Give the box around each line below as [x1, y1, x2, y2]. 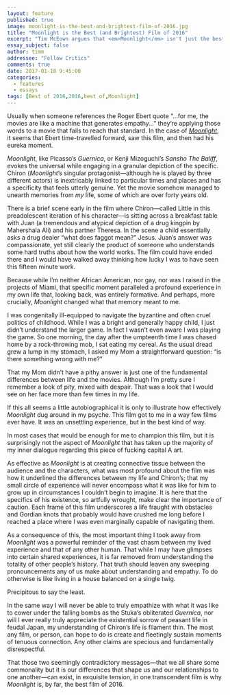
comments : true [7, 61, 51, 68]
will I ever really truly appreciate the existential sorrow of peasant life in [7, 616, 208, 624]
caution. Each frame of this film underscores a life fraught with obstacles [7, 503, 213, 511]
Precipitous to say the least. [7, 588, 86, 596]
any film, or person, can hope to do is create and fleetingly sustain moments [7, 630, 222, 639]
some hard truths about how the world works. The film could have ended [7, 248, 213, 256]
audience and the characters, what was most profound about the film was [7, 466, 216, 475]
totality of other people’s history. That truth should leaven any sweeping [7, 560, 209, 568]
